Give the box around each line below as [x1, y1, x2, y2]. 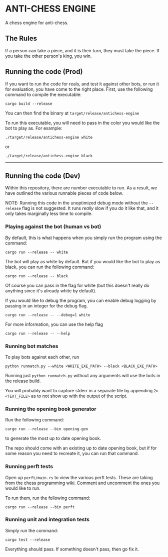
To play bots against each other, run [5, 354, 79, 360]
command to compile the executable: [5, 91, 81, 97]
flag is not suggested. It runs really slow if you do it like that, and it [22, 205, 159, 211]
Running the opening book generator [5, 405, 96, 412]
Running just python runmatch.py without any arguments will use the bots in [5, 372, 160, 378]
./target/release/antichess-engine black [5, 153, 93, 158]
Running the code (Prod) [5, 67, 83, 76]
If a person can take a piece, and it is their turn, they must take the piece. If [5, 47, 160, 53]
